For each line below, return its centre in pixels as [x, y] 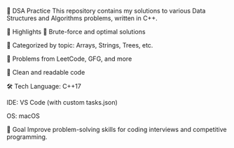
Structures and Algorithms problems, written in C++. [82, 18]
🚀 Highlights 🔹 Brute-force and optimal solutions [76, 32]
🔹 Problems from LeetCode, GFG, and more [69, 59]
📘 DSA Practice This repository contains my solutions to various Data [106, 11]
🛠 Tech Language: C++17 [44, 86]
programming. [27, 137]
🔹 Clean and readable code [46, 72]
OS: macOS [23, 116]
